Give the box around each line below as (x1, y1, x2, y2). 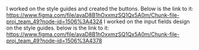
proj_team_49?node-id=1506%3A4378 (6, 37, 103, 44)
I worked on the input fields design (103, 18, 190, 25)
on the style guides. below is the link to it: (6, 24, 110, 31)
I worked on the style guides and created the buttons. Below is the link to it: (6, 5, 194, 12)
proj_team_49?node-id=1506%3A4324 (6, 18, 103, 25)
